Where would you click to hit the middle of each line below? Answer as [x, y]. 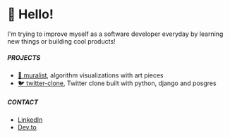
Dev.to [27, 127]
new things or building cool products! [61, 41]
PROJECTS [24, 57]
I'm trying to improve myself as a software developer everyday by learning [115, 34]
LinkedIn [30, 120]
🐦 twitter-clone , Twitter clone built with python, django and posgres [117, 83]
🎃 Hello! [31, 14]
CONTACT [23, 102]
